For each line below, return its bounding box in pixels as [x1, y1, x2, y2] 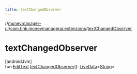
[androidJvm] [5, 59, 32, 64]
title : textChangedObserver [5, 7, 62, 12]
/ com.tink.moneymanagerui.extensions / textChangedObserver [8, 25, 132, 31]
